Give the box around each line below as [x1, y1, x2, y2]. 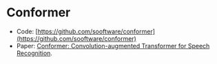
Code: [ [16, 27, 39, 35]
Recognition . [16, 49, 53, 57]
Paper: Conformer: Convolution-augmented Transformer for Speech [16, 42, 210, 50]
